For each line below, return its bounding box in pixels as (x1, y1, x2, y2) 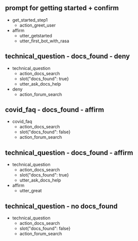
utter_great (19, 188, 42, 194)
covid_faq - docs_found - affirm (5, 106, 104, 114)
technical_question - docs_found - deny (5, 52, 130, 60)
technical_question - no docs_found (5, 202, 118, 211)
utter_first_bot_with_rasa (19, 38, 70, 44)
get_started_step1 (12, 17, 48, 23)
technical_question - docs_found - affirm (5, 149, 134, 157)
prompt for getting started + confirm (5, 4, 119, 12)
